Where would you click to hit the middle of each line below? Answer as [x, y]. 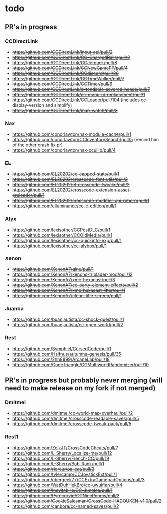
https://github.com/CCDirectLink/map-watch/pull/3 [65, 110]
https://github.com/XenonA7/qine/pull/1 [53, 269]
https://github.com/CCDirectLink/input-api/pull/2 [63, 52]
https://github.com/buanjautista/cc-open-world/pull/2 [68, 325]
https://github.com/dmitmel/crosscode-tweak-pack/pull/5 [72, 424]
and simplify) [59, 105]
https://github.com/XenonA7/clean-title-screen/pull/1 [67, 296]
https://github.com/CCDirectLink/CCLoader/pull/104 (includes [76, 100]
